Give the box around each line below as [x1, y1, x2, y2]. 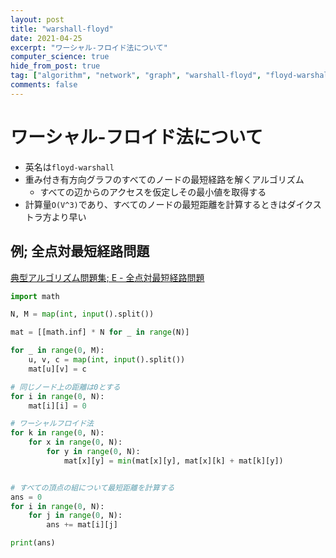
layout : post [10, 14, 65, 25]
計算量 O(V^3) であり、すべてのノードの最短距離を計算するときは [24, 198, 288, 210]
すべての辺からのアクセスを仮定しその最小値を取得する [39, 186, 267, 198]
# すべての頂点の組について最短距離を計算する [10, 482, 175, 493]
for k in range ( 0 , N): [10, 428, 105, 438]
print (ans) [10, 538, 56, 548]
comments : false [10, 80, 78, 90]
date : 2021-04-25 [10, 33, 83, 43]
